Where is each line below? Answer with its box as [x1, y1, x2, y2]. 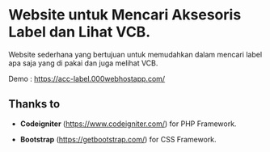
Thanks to [8, 97, 61, 111]
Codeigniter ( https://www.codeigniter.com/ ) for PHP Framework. [19, 119, 237, 129]
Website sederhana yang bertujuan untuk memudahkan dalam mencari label [8, 49, 263, 59]
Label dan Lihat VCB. [8, 23, 151, 41]
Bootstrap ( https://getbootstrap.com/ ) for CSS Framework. [19, 134, 217, 144]
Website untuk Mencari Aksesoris [8, 6, 242, 24]
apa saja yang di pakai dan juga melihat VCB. [8, 58, 158, 68]
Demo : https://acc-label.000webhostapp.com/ [8, 74, 166, 83]
